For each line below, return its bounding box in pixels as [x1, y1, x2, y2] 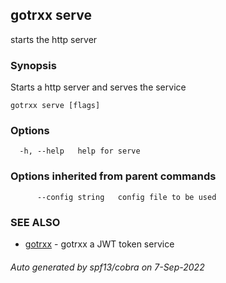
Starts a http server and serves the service [10, 81, 187, 93]
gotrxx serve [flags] [10, 101, 101, 111]
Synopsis [10, 58, 57, 72]
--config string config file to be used [36, 192, 217, 202]
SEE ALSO [10, 215, 61, 229]
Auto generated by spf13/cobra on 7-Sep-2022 [10, 261, 205, 273]
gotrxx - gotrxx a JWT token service [24, 238, 175, 250]
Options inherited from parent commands [10, 169, 217, 183]
